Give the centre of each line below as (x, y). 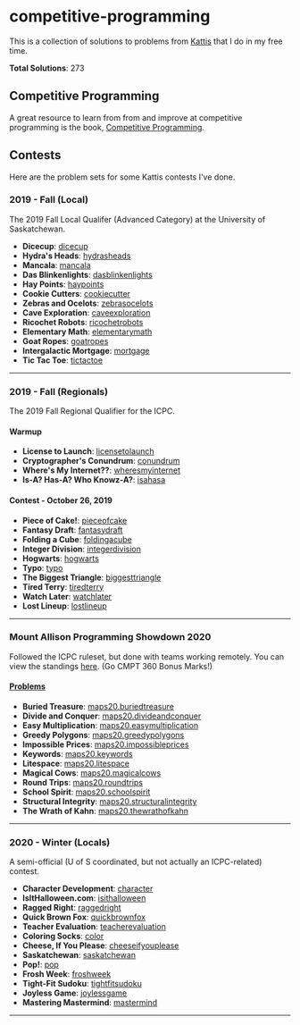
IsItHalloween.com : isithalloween (84, 898)
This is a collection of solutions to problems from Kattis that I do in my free (146, 41)
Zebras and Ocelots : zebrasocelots (87, 303)
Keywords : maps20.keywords (77, 754)
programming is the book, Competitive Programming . (107, 127)
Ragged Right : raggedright (72, 908)
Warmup (25, 432)
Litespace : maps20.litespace (75, 764)
